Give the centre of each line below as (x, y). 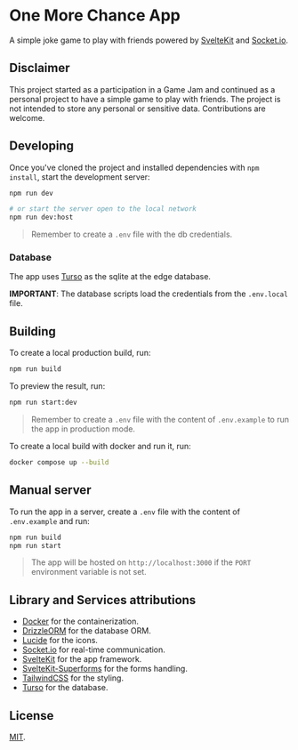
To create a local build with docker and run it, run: (100, 447)
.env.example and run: (50, 520)
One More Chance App (95, 16)
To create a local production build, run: (80, 353)
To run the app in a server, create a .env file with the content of (125, 512)
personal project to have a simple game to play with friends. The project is (145, 99)
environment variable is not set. (89, 572)
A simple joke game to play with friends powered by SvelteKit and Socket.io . (149, 40)
